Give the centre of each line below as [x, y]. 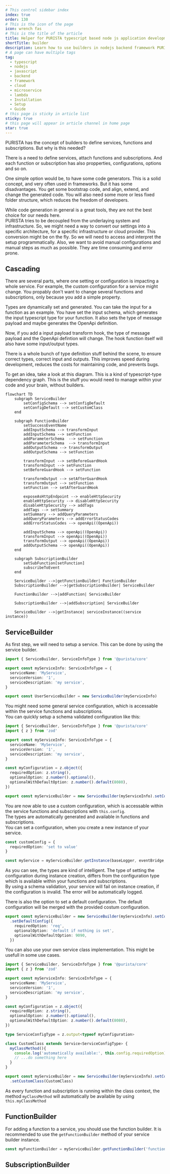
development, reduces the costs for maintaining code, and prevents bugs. [82, 365]
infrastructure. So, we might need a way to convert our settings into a [78, 226]
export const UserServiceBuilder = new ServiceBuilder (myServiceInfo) [81, 696]
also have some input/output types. [42, 344]
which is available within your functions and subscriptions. [66, 881]
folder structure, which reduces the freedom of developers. [67, 200]
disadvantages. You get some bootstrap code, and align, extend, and [77, 189]
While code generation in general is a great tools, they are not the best [79, 210]
